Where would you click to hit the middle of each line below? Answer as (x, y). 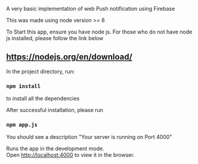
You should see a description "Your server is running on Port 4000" (89, 137)
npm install (24, 86)
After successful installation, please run (55, 110)
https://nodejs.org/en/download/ (69, 57)
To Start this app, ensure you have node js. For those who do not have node (99, 32)
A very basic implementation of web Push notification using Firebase (91, 9)
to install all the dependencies (43, 99)
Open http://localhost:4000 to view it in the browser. (71, 155)
